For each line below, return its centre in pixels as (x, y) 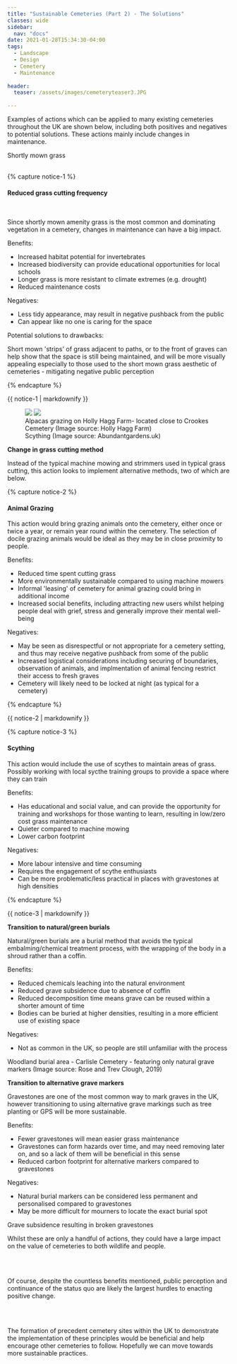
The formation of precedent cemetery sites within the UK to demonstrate (113, 1330)
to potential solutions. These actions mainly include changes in (99, 134)
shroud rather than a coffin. (47, 955)
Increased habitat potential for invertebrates (81, 257)
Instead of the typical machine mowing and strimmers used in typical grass (116, 464)
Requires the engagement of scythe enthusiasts (87, 871)
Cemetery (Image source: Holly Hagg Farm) (89, 428)
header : (19, 86)
